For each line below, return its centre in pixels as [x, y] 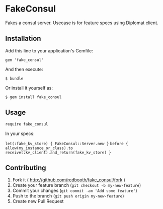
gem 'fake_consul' [24, 60]
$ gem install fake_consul [33, 97]
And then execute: [24, 69]
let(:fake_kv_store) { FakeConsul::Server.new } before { [67, 144]
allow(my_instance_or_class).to [39, 148]
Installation [23, 39]
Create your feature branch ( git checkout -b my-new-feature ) [77, 185]
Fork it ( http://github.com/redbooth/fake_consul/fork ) [69, 180]
